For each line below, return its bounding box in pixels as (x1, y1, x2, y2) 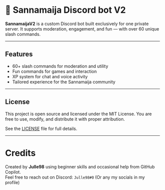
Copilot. (5, 169, 21, 175)
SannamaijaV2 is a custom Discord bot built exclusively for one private (5, 21, 149, 27)
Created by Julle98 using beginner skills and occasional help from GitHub (5, 163, 155, 169)
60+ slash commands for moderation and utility (12, 63, 109, 69)
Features (5, 50, 33, 59)
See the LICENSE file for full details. (5, 126, 78, 131)
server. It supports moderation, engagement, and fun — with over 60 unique (5, 26, 160, 32)
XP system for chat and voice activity (12, 73, 88, 79)
